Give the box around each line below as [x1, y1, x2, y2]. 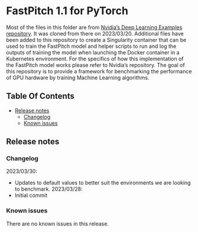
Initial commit [14, 192, 48, 199]
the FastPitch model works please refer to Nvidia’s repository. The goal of [6, 61, 185, 69]
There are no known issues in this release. [6, 220, 109, 227]
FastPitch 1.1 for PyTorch [6, 4, 129, 18]
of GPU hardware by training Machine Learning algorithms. [6, 74, 150, 81]
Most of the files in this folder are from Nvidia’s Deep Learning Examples [6, 24, 183, 31]
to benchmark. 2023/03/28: [14, 185, 83, 193]
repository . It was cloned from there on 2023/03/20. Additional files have [6, 30, 184, 37]
